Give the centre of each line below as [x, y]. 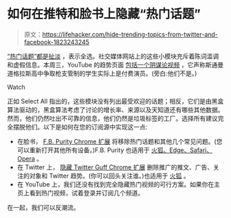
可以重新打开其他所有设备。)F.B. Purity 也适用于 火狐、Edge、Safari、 [115, 150]
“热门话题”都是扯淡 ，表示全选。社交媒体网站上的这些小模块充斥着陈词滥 [110, 56]
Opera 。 [30, 158]
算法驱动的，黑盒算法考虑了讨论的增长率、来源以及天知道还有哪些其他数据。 [115, 110]
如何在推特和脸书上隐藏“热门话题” [104, 14]
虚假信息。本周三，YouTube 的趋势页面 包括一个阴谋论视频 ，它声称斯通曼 [118, 64]
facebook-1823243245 [56, 42]
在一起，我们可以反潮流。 [43, 207]
